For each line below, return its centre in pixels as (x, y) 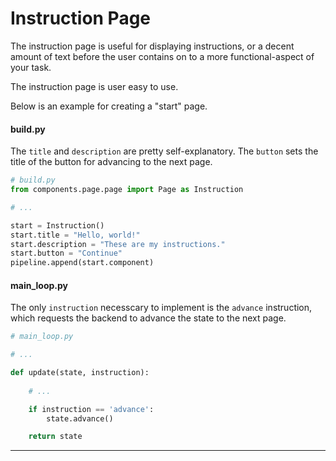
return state (55, 437)
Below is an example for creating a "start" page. (109, 106)
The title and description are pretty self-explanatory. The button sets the (164, 151)
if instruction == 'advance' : (91, 409)
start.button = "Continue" (66, 253)
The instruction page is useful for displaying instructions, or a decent (152, 46)
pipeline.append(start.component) (82, 263)
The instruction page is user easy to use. (94, 86)
